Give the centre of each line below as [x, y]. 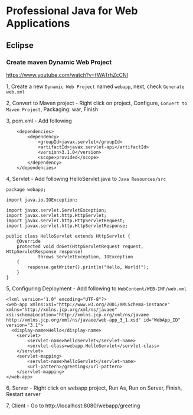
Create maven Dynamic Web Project [59, 62]
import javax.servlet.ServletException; [57, 210]
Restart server [23, 394]
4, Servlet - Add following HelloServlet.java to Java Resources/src [86, 179]
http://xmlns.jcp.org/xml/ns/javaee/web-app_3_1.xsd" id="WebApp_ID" [94, 320]
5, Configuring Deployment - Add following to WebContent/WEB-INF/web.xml [97, 288]
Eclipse [20, 45]
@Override [29, 241]
